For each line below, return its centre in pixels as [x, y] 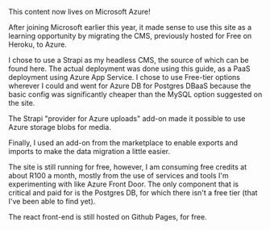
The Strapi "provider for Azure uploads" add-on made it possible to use [127, 119]
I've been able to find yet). [52, 201]
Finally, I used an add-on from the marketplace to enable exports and [123, 143]
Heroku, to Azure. [37, 44]
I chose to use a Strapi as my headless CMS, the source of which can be [129, 60]
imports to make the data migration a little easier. [89, 151]
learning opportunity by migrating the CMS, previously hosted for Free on [130, 36]
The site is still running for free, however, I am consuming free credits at [128, 167]
